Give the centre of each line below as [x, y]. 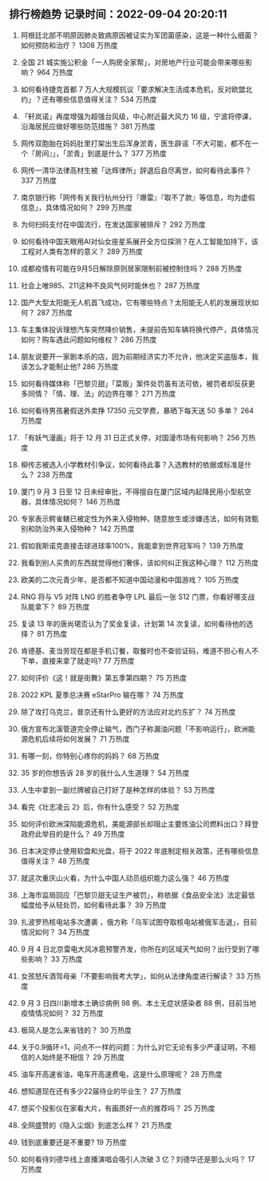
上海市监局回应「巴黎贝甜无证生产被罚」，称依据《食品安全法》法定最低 [138, 894]
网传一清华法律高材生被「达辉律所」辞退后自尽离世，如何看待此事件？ [136, 170]
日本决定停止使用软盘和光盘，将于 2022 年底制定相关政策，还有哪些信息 [140, 850]
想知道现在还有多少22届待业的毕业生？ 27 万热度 [101, 1091]
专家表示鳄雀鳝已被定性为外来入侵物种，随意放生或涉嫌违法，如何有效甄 [139, 518]
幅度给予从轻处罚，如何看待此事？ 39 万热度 [93, 905]
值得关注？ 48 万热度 [55, 861]
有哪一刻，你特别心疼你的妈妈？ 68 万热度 [90, 756]
